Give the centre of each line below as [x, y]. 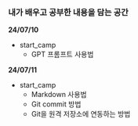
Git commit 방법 [56, 104]
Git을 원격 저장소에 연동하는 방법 [81, 114]
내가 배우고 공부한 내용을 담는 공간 [69, 12]
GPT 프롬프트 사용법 [62, 54]
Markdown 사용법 [59, 95]
